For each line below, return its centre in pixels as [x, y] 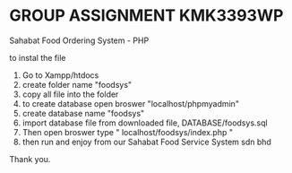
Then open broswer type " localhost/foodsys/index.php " [127, 132]
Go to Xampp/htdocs [60, 75]
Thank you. [30, 159]
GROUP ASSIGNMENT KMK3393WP [146, 16]
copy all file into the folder [70, 94]
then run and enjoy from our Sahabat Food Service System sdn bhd [146, 142]
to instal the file [38, 57]
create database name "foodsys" [83, 113]
